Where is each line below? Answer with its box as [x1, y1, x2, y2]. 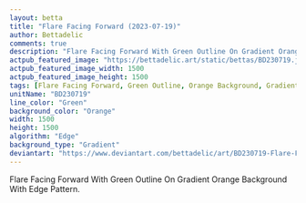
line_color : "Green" [9, 97, 88, 107]
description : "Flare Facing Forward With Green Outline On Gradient [9, 47, 275, 56]
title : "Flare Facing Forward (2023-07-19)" [9, 22, 181, 31]
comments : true [9, 38, 67, 48]
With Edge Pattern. [9, 183, 80, 194]
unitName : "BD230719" [9, 89, 92, 98]
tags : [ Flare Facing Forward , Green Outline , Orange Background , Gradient [9, 81, 300, 90]
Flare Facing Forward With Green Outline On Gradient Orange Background [9, 174, 288, 185]
